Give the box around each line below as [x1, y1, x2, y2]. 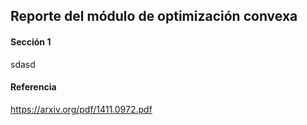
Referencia [10, 81, 57, 93]
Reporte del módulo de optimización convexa [10, 8, 298, 25]
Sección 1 [10, 35, 52, 48]
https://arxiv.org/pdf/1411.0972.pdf [10, 103, 153, 115]
